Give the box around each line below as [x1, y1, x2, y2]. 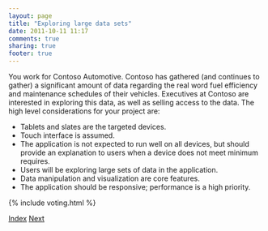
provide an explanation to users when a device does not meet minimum [19, 148, 259, 157]
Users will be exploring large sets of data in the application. [19, 165, 219, 174]
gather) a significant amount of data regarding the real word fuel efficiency [8, 80, 257, 90]
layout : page [8, 11, 53, 20]
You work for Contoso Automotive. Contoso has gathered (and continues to [8, 72, 261, 81]
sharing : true [8, 42, 57, 50]
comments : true [8, 34, 60, 43]
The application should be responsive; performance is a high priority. [19, 182, 251, 191]
